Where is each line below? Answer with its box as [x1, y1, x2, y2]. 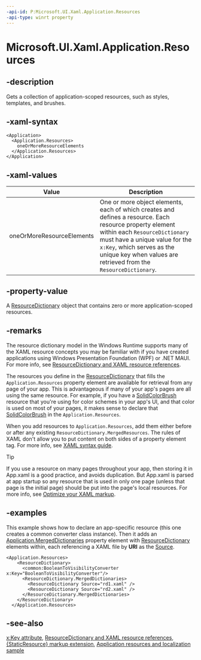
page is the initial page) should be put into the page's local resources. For [6, 484, 187, 491]
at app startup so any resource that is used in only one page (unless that [6, 477, 185, 484]
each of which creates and [99, 206, 175, 214]
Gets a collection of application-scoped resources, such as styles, [6, 93, 169, 100]
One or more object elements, [99, 198, 184, 206]
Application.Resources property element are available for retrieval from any [6, 379, 193, 386]
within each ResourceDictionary [99, 228, 190, 236]
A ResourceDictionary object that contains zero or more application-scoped [6, 302, 193, 309]
